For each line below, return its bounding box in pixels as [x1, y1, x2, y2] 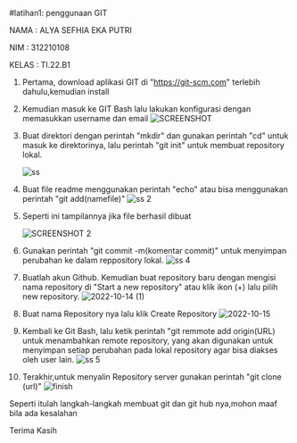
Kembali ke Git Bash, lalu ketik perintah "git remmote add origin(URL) [21, 326, 276, 336]
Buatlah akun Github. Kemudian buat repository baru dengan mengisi [21, 272, 276, 282]
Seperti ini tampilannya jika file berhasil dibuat [21, 211, 192, 221]
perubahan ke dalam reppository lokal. [21, 255, 164, 265]
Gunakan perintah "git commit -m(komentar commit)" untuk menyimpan [21, 246, 287, 255]
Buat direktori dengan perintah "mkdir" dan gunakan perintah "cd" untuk [21, 130, 289, 141]
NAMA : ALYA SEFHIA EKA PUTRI [9, 25, 132, 35]
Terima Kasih [9, 425, 58, 436]
